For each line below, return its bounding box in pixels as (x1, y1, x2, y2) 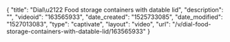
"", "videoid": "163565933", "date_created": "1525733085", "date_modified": (6, 13, 223, 21)
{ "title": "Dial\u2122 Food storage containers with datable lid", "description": (6, 6, 224, 14)
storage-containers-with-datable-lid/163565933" (6, 27, 146, 35)
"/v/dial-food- (172, 20, 211, 28)
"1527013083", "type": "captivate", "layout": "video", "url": (6, 20, 171, 28)
